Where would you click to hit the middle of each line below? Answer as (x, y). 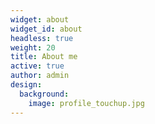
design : (26, 85)
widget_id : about (46, 29)
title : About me (44, 57)
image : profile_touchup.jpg (86, 103)
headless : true (42, 38)
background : (44, 94)
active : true (37, 66)
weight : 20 (33, 47)
